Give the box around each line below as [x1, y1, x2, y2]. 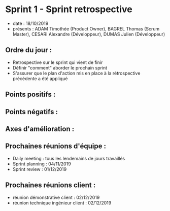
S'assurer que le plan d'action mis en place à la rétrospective [12, 70, 141, 76]
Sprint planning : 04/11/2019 [12, 161, 71, 167]
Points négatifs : [5, 108, 58, 116]
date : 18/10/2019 [12, 20, 49, 26]
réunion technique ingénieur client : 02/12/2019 [12, 199, 112, 206]
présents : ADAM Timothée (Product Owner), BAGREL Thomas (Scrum [12, 25, 160, 31]
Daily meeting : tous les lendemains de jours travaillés [12, 155, 125, 161]
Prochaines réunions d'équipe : [5, 142, 107, 151]
